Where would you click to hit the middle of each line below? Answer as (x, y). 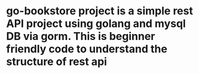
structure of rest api (57, 62)
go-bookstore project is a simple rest (99, 11)
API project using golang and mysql (96, 24)
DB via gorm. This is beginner (81, 36)
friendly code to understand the (87, 49)
